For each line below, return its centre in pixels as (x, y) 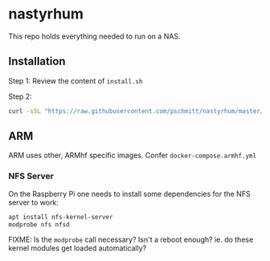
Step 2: (20, 96)
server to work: (33, 202)
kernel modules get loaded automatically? (78, 248)
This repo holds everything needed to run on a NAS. (94, 36)
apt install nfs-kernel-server (61, 217)
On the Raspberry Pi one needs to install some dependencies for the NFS (129, 194)
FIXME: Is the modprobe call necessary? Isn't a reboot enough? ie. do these (131, 240)
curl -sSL (25, 111)
